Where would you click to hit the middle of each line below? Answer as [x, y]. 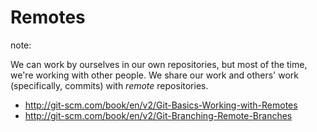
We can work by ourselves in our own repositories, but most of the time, [159, 64]
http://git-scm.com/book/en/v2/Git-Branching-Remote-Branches [158, 115]
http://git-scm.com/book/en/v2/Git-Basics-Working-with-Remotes [161, 105]
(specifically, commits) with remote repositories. [109, 85]
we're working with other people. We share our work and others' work [155, 75]
